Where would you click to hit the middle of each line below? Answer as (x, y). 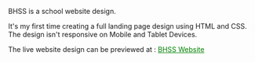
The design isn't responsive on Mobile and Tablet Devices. (103, 34)
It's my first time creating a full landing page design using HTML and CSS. (127, 26)
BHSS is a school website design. (62, 11)
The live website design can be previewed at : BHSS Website (106, 49)
